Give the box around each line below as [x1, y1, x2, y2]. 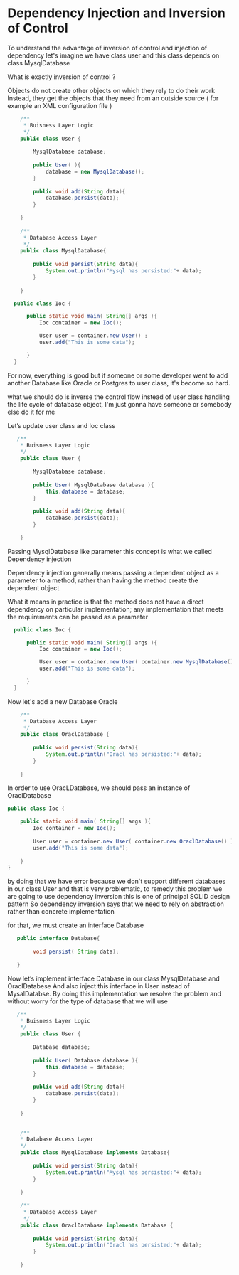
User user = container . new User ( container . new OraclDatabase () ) [33, 838, 234, 845]
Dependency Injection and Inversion [7, 5, 226, 21]
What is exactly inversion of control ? [7, 73, 116, 81]
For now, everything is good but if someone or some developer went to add [7, 371, 228, 380]
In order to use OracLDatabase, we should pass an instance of [7, 784, 191, 792]
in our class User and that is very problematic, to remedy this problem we [7, 885, 223, 893]
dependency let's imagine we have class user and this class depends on [7, 51, 220, 60]
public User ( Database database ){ [33, 1057, 139, 1064]
